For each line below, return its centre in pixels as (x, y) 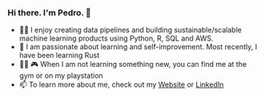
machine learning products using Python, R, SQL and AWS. (116, 38)
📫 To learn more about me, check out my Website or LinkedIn (121, 85)
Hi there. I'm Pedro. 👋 (49, 13)
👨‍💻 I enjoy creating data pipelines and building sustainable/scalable (130, 30)
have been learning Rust (59, 56)
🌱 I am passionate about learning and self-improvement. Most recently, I (138, 47)
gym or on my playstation (61, 76)
